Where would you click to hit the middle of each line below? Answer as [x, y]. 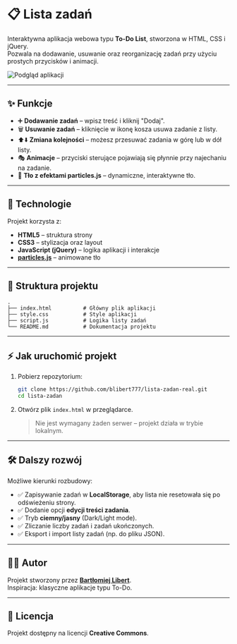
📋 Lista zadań [50, 14]
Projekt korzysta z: [35, 221]
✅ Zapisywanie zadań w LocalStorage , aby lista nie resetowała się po [119, 494]
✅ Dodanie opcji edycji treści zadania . [74, 510]
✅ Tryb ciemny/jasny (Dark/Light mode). [77, 518]
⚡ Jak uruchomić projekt [62, 356]
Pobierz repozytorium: [50, 377]
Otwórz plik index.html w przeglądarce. [75, 409]
